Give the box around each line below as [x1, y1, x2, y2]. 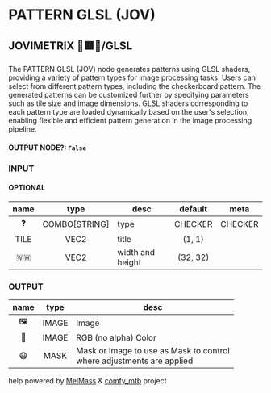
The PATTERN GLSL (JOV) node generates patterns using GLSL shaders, [8, 65, 251, 73]
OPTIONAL [8, 183, 46, 193]
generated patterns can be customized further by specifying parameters [8, 90, 249, 99]
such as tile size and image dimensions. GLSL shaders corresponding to [8, 98, 248, 108]
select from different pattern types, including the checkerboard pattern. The [8, 82, 261, 90]
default [179, 203, 208, 215]
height [117, 257, 142, 268]
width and [117, 246, 156, 257]
